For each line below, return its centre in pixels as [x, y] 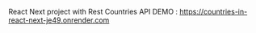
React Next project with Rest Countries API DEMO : [93, 12]
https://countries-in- [214, 12]
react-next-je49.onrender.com [59, 20]
